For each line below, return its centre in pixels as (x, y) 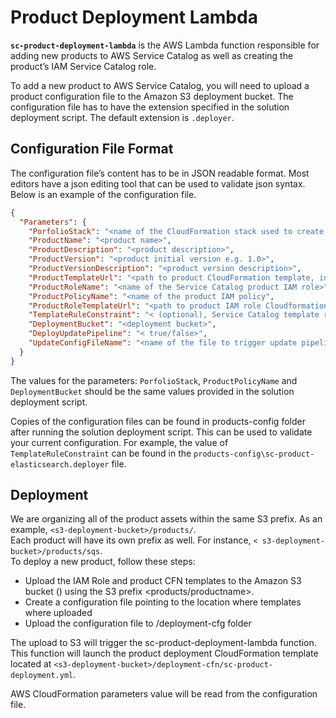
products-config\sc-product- (254, 454)
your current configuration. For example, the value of (119, 442)
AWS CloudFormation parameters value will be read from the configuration (164, 694)
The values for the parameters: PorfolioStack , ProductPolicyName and (154, 380)
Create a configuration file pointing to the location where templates (163, 602)
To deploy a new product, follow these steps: (103, 562)
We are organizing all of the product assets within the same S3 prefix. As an (166, 519)
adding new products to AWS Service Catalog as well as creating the (152, 55)
